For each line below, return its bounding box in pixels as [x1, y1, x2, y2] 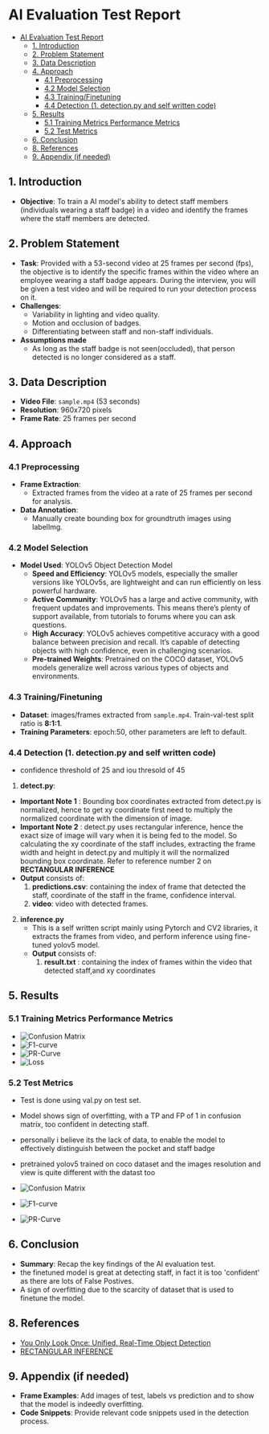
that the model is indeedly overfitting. [19, 1399, 145, 1409]
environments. [31, 671, 80, 681]
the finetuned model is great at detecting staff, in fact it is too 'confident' [19, 1268, 260, 1277]
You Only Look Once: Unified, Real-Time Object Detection [19, 1338, 211, 1347]
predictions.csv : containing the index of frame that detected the [31, 882, 247, 891]
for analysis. [31, 497, 73, 506]
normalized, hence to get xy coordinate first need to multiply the [19, 805, 233, 814]
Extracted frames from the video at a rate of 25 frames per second [31, 488, 253, 498]
